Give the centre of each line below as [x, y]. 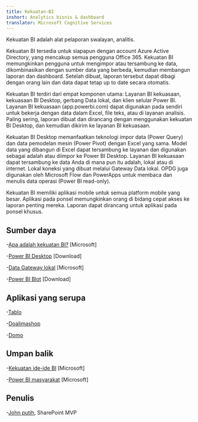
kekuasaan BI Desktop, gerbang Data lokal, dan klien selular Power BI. [91, 100]
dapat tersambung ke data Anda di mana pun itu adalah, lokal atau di [90, 162]
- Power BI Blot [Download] [38, 279]
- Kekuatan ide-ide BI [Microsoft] [46, 368]
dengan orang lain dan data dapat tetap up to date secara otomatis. [88, 83]
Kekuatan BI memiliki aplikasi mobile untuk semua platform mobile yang [93, 193]
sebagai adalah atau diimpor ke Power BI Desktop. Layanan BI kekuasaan [95, 156]
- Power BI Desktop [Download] [44, 256]
